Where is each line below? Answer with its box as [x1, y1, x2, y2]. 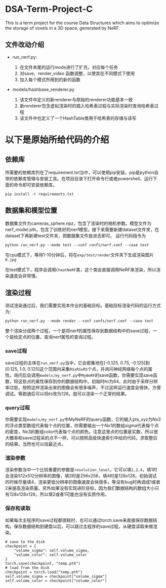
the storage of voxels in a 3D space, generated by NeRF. [5, 25, 120, 31]
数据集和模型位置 [5, 206, 57, 215]
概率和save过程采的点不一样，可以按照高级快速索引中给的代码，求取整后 [9, 434, 158, 440]
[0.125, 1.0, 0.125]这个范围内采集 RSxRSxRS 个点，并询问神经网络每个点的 [5, 366, 148, 372]
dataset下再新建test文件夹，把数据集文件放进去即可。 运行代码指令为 [5, 233, 146, 238]
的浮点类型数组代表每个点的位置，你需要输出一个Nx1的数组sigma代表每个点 [5, 422, 159, 428]
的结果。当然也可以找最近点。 [5, 441, 66, 447]
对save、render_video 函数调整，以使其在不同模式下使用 [19, 70, 135, 76]
